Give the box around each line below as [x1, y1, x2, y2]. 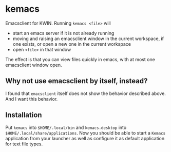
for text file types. [5, 141, 43, 147]
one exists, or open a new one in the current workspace [12, 41, 131, 47]
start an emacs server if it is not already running [12, 30, 115, 36]
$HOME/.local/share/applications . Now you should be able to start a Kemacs [5, 129, 166, 136]
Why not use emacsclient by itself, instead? [5, 77, 148, 85]
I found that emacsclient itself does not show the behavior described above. [5, 90, 166, 97]
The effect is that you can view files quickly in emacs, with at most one [5, 56, 155, 62]
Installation [5, 111, 42, 120]
